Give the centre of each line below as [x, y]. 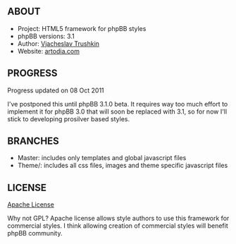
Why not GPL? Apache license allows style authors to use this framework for [118, 219]
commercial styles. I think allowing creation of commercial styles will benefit [118, 226]
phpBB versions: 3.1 [46, 36]
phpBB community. [35, 233]
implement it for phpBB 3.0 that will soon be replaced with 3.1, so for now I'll [117, 111]
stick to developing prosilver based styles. [69, 118]
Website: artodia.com [48, 51]
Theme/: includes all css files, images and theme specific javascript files [123, 166]
